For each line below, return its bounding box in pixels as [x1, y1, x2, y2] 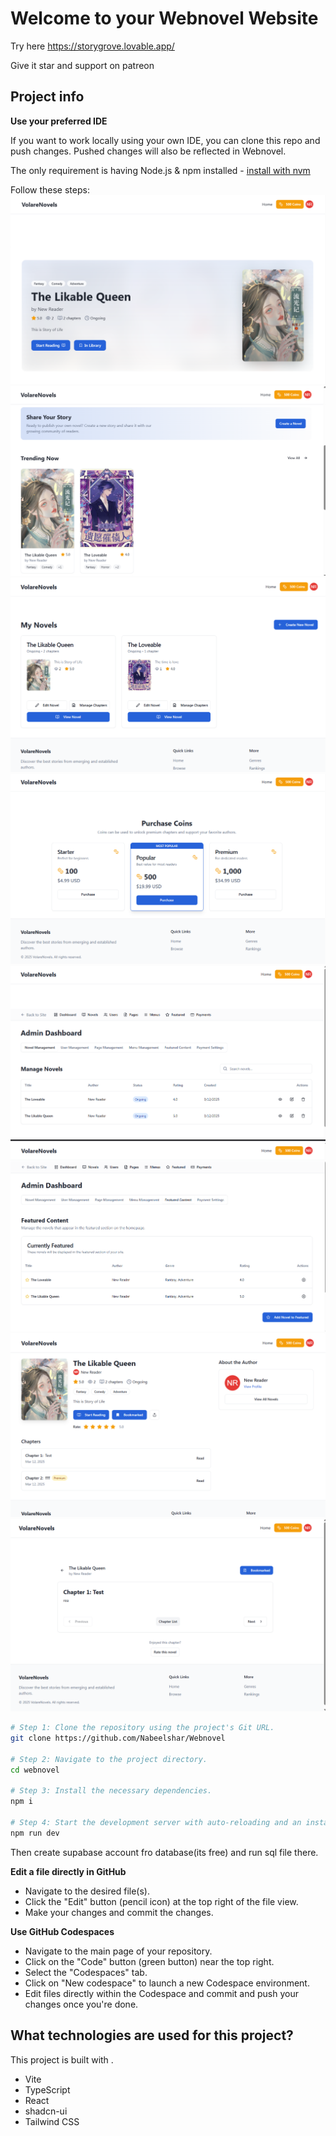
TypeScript [24, 2083, 71, 2096]
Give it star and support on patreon [10, 59, 155, 71]
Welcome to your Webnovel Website [10, 7, 319, 30]
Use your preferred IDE [10, 115, 108, 127]
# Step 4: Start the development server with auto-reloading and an [10, 1817, 302, 1827]
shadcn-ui [24, 2105, 68, 2117]
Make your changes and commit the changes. [24, 1906, 214, 1918]
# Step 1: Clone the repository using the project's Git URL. [10, 1723, 275, 1733]
